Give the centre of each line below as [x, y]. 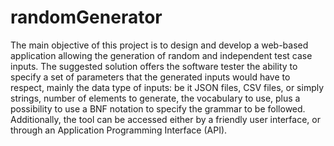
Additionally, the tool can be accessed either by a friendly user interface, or [165, 119]
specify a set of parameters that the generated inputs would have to [150, 77]
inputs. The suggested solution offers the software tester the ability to [154, 66]
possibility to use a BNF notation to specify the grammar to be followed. [158, 108]
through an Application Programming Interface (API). [119, 130]
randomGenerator [86, 17]
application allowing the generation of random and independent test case [161, 55]
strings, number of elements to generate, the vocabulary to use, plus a [155, 98]
